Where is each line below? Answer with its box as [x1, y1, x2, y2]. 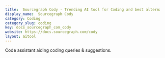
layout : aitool [5, 34, 36, 39]
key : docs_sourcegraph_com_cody [5, 25, 71, 30]
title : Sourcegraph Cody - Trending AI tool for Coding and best [5, 7, 144, 12]
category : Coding [5, 16, 41, 21]
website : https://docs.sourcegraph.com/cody [5, 29, 98, 34]
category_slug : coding [5, 20, 52, 26]
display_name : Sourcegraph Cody [5, 12, 74, 16]
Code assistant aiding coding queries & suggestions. [5, 47, 111, 53]
